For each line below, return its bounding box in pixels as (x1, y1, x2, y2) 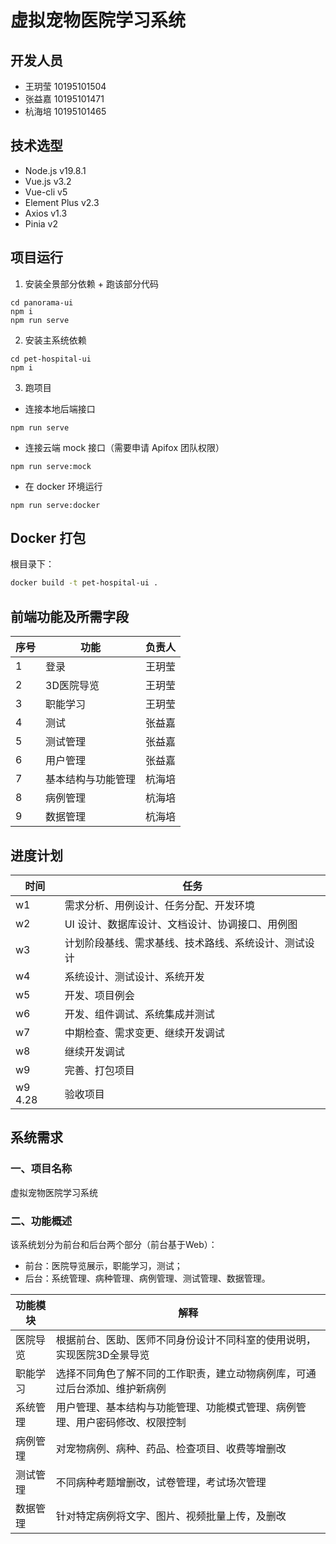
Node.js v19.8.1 (24, 164, 87, 176)
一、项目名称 (10, 1162, 73, 1176)
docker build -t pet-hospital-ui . (10, 578, 159, 588)
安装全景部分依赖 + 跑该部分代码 (24, 277, 159, 290)
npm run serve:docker (10, 500, 101, 510)
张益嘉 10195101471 (24, 93, 105, 105)
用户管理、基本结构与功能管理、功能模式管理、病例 (55, 1400, 297, 1414)
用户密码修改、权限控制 (75, 1415, 187, 1429)
